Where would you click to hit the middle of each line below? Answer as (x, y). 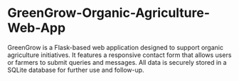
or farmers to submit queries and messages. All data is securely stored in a (117, 62)
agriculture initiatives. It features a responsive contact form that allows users (119, 55)
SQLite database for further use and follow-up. (76, 70)
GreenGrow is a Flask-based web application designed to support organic (116, 47)
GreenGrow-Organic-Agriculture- (108, 13)
